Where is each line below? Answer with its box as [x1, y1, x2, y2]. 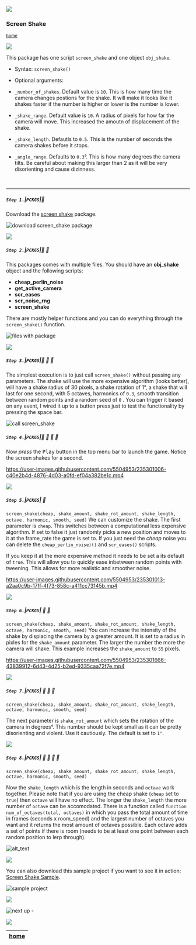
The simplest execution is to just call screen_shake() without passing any [6, 371, 181, 378]
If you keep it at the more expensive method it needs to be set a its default [6, 553, 185, 560]
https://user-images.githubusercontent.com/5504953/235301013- [6, 576, 166, 583]
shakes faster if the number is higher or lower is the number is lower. [14, 101, 180, 108]
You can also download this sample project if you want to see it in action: [6, 867, 181, 874]
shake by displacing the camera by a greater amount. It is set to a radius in [6, 633, 185, 640]
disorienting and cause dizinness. [14, 165, 96, 173]
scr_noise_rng [14, 297, 51, 304]
